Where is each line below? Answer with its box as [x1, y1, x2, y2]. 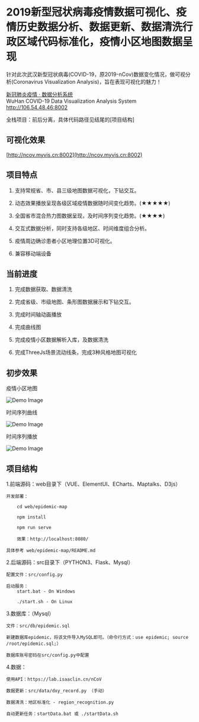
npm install [17, 514, 46, 520]
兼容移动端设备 [14, 250, 52, 257]
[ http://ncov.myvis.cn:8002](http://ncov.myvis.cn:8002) [6, 151, 143, 158]
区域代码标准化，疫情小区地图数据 [17, 35, 183, 49]
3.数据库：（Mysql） [6, 610, 54, 617]
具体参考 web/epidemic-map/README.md [6, 547, 96, 553]
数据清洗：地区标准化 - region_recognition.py [6, 699, 114, 705]
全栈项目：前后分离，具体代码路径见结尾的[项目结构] [6, 116, 135, 123]
